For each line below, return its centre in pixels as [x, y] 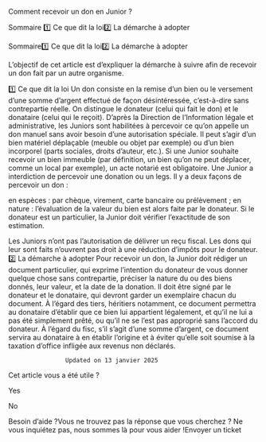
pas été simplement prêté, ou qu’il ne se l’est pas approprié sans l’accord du [133, 320]
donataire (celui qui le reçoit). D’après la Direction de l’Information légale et [131, 117]
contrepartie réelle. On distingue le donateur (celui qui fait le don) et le [123, 109]
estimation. [27, 225]
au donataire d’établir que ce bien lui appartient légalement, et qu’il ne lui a [131, 312]
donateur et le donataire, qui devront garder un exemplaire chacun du [122, 295]
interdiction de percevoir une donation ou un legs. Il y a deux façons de [125, 176]
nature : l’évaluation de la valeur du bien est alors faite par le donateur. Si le [131, 209]
